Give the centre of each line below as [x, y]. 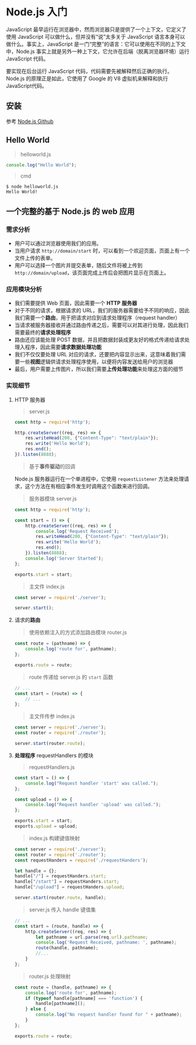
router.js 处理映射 [50, 976]
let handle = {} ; [36, 871]
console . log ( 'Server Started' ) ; [64, 558]
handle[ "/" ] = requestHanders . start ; [60, 876]
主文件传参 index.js [52, 716]
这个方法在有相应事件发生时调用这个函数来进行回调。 [89, 486]
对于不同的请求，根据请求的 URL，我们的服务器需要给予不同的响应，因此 [102, 311]
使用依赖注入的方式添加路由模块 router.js [78, 632]
